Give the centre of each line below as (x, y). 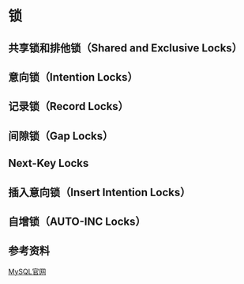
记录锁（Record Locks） (68, 106)
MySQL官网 (27, 271)
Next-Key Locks (49, 163)
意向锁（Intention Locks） (73, 77)
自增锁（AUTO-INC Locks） (77, 221)
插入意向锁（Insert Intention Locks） (99, 192)
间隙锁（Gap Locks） (61, 136)
